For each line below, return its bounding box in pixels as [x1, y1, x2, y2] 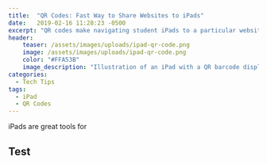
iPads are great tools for [8, 122, 87, 132]
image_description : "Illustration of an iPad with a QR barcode [22, 63, 240, 71]
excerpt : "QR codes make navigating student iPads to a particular [8, 26, 237, 34]
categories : [8, 71, 48, 78]
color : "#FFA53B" [22, 56, 80, 64]
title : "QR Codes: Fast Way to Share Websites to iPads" [8, 11, 204, 20]
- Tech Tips [15, 78, 56, 86]
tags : [8, 85, 26, 93]
